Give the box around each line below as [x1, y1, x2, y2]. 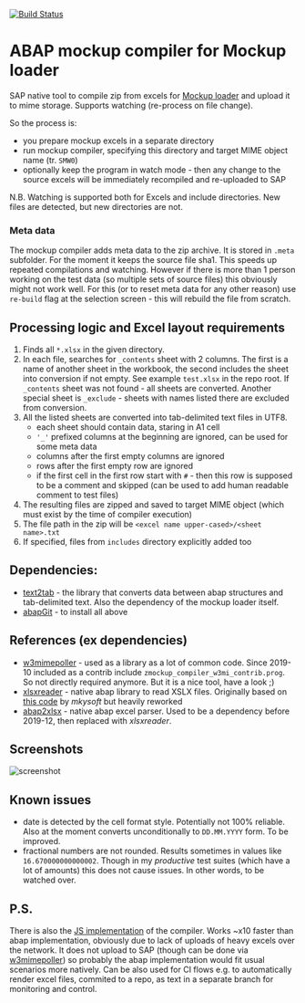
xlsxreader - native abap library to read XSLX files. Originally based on [22, 685, 288, 697]
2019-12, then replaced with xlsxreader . [22, 715, 172, 726]
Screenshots [9, 742, 84, 757]
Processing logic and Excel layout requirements [9, 319, 285, 335]
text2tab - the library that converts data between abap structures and [22, 587, 284, 598]
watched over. [22, 874, 76, 885]
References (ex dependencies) [9, 632, 188, 648]
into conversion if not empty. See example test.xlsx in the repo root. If [22, 373, 290, 384]
